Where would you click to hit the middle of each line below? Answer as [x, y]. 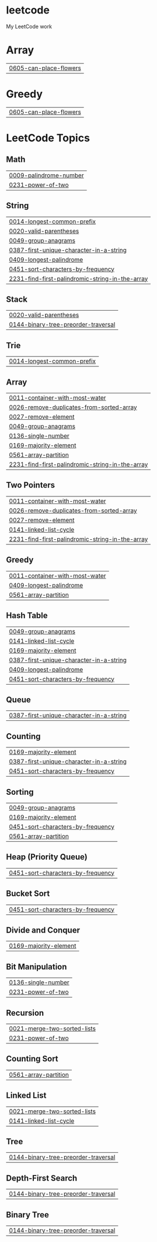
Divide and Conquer [43, 930]
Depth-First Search [42, 1178]
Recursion [25, 1013]
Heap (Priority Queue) [47, 857]
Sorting [20, 792]
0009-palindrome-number [46, 175]
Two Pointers [31, 485]
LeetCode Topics [48, 138]
